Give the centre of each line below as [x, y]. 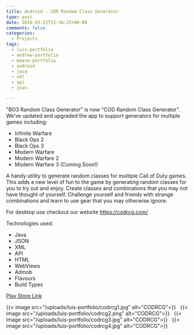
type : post [19, 17]
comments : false [26, 28]
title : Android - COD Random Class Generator [62, 11]
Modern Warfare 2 [37, 158]
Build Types [29, 284]
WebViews [27, 266]
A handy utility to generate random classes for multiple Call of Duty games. [96, 176]
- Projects [25, 39]
